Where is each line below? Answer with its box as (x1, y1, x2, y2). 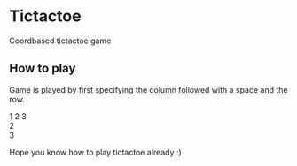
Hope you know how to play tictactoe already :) (9, 147, 182, 157)
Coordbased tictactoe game (9, 35, 112, 46)
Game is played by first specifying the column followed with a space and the (9, 84, 288, 94)
